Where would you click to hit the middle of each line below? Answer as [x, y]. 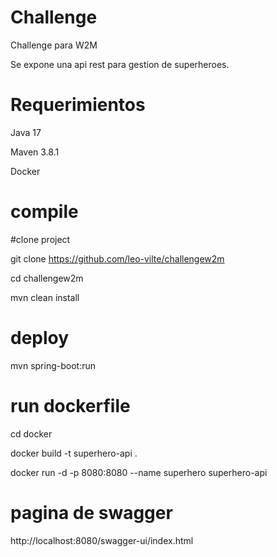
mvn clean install [45, 297]
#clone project [40, 239]
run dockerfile [70, 405]
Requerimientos [78, 105]
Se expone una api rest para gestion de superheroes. [120, 64]
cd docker [31, 433]
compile [44, 212]
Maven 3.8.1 [35, 152]
